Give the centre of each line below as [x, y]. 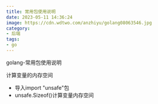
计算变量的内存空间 [30, 75]
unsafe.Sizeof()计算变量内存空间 [54, 95]
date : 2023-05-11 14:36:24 [39, 17]
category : [18, 28]
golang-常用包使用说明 [34, 62]
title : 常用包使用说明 [31, 12]
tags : [13, 39]
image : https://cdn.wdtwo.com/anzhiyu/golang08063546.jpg [79, 23]
